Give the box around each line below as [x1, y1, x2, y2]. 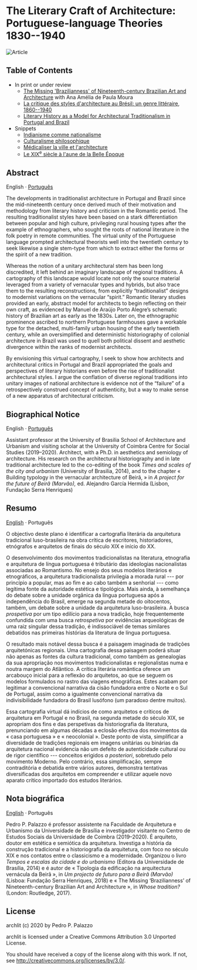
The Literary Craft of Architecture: [6, 4, 176, 18]
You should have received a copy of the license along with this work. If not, [6, 951, 188, 958]
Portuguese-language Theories [6, 16, 163, 30]
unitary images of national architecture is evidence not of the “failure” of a [6, 380, 185, 387]
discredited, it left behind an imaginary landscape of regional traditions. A [6, 268, 184, 276]
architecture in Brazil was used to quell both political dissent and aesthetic [6, 337, 186, 344]
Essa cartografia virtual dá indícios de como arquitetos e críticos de [6, 708, 169, 715]
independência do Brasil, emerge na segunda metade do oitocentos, [6, 598, 172, 605]
